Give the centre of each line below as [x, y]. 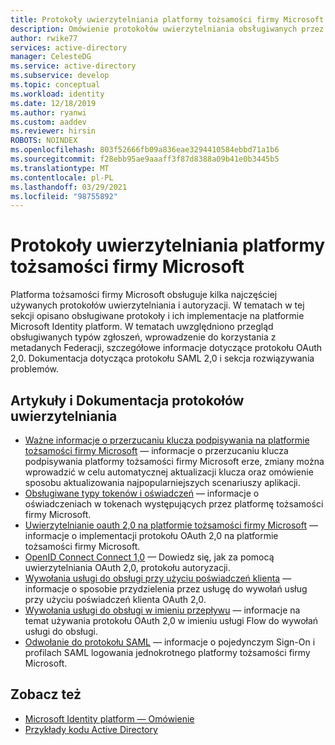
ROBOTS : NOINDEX [44, 141]
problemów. [34, 369]
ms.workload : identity [57, 94]
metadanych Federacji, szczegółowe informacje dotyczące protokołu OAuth [166, 348]
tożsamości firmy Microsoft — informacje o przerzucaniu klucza [156, 450]
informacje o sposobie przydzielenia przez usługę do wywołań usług [166, 589]
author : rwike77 [44, 38]
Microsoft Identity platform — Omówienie [109, 718]
